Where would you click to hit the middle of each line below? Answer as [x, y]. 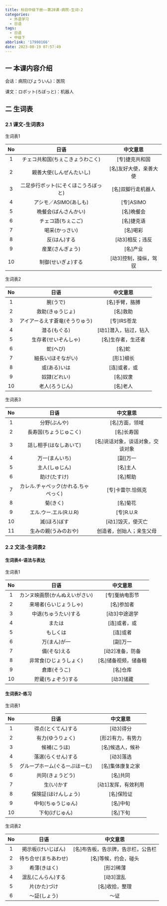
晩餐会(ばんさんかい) [61, 212]
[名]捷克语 [133, 221]
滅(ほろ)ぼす [54, 522]
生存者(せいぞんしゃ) [56, 340]
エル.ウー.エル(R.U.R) [54, 513]
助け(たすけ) [54, 477]
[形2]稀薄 [115, 868]
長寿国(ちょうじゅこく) [54, 432]
